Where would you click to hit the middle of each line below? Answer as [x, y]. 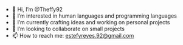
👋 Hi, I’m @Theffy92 [37, 9]
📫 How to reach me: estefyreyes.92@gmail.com [73, 36]
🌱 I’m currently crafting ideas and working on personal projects [91, 22]
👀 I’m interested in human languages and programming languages [95, 16]
